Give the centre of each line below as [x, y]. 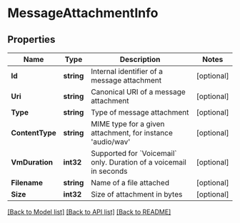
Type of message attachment [140, 112]
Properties [31, 40]
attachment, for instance [131, 133]
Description [140, 59]
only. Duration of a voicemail [139, 162]
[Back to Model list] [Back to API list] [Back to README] [89, 212]
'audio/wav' [110, 142]
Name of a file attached [130, 183]
